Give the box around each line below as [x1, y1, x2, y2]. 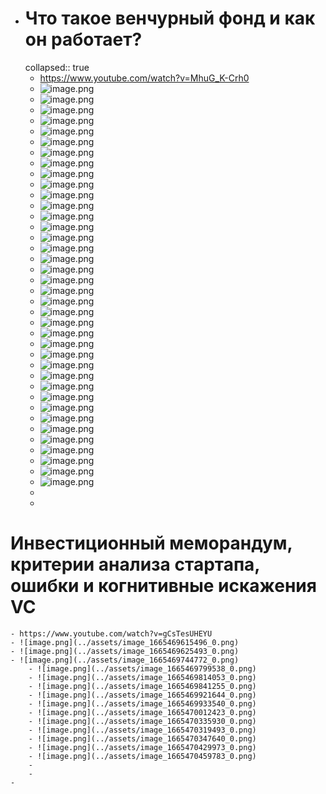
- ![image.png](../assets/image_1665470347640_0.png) [28, 733, 257, 744]
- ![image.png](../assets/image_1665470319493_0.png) [28, 725, 257, 735]
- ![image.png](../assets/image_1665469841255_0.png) [28, 681, 257, 691]
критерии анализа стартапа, [10, 553, 260, 576]
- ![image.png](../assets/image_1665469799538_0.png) [28, 663, 257, 674]
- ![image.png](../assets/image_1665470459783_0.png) [28, 751, 257, 761]
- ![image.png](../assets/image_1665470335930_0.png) [28, 716, 257, 726]
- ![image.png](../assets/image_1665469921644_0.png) [28, 690, 257, 700]
